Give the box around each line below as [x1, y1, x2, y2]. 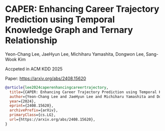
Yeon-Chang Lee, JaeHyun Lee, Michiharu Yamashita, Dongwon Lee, [5, 51, 145, 57]
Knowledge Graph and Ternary [5, 25, 134, 35]
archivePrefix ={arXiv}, [9, 108, 58, 113]
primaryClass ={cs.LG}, [9, 112, 56, 118]
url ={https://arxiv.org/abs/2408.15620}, [9, 117, 96, 122]
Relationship [5, 35, 57, 46]
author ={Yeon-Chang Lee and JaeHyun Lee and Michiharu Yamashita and [9, 94, 155, 99]
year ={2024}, [9, 98, 36, 104]
